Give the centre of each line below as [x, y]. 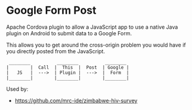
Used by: [17, 89]
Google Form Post [51, 10]
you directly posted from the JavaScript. [56, 51]
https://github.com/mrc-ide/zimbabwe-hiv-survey [76, 100]
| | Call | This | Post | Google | [68, 67]
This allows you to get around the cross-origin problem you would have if [96, 45]
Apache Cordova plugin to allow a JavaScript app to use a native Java [92, 27]
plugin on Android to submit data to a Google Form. [69, 33]
